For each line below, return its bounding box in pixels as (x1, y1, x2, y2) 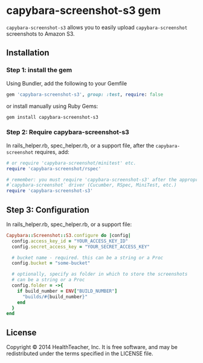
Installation (6, 48, 50, 58)
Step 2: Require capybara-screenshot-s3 (6, 128, 130, 136)
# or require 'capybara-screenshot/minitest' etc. (6, 160, 137, 166)
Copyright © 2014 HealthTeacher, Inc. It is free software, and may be (6, 344, 178, 351)
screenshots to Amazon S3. (6, 30, 75, 37)
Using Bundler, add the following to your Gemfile (6, 79, 127, 87)
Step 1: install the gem (6, 66, 72, 75)
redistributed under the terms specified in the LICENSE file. (6, 350, 153, 358)
